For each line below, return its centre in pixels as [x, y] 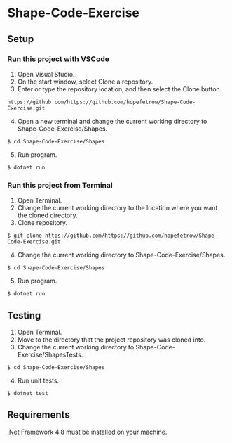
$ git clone [25, 236]
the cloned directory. [48, 215]
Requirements [39, 415]
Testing [24, 315]
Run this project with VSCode [59, 59]
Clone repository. [42, 223]
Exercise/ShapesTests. [50, 354]
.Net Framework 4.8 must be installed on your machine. [87, 432]
